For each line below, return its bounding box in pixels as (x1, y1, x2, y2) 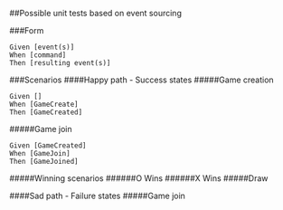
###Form (9, 25, 44, 35)
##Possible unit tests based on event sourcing (9, 8, 183, 18)
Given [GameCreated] (9, 141, 88, 150)
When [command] (9, 51, 67, 60)
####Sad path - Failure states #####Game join (9, 190, 185, 201)
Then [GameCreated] (9, 108, 83, 117)
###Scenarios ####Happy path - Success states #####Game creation (9, 74, 274, 85)
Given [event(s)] (9, 43, 75, 52)
